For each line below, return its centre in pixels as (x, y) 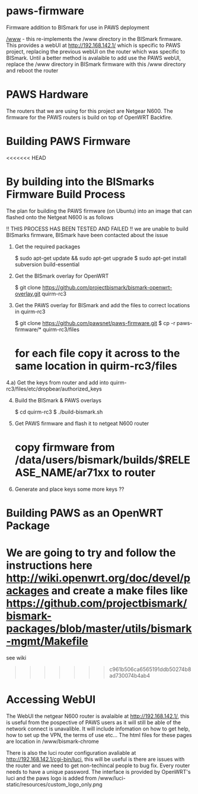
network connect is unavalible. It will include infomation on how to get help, (98, 729)
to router (134, 472)
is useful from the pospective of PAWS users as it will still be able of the (94, 722)
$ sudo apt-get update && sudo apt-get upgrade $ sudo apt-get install (100, 258)
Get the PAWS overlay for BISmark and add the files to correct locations (102, 305)
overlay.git (28, 294)
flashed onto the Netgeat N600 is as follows (60, 217)
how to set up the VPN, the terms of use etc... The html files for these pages (99, 735)
